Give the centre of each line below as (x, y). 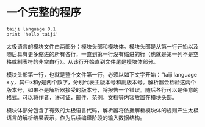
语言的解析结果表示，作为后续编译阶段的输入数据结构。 (76, 118)
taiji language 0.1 (31, 29)
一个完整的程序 (44, 12)
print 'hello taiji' (33, 34)
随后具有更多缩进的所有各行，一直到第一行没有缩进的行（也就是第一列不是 (100, 54)
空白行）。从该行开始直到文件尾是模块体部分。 (101, 61)
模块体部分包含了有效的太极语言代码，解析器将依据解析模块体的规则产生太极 (103, 110)
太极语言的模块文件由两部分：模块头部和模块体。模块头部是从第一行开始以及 (103, 46)
